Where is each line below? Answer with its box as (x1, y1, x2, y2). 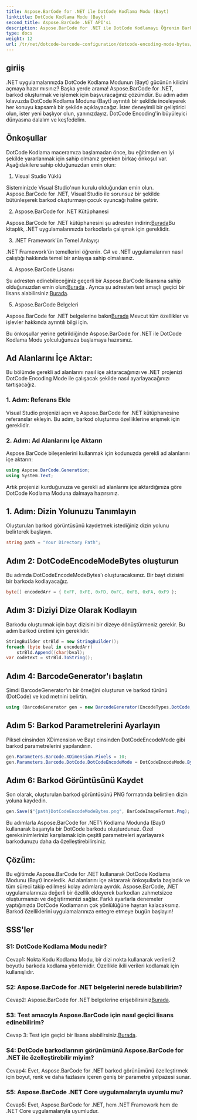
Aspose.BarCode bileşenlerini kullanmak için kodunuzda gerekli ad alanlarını (6, 450, 190, 457)
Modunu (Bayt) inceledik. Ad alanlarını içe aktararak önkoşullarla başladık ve (6, 877, 191, 884)
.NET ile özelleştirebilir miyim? (6, 1054, 94, 1062)
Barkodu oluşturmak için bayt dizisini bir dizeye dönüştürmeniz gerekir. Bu (6, 620, 186, 628)
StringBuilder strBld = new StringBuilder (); (6, 638, 119, 645)
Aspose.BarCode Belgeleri (14, 301, 79, 308)
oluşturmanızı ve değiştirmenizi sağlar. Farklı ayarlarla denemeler (6, 896, 163, 903)
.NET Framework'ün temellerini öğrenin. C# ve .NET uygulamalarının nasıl (6, 248, 184, 255)
